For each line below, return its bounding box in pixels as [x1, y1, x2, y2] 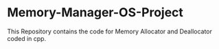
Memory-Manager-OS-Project [7, 5, 184, 20]
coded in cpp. [7, 34, 47, 42]
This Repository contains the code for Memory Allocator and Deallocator [7, 27, 213, 35]
